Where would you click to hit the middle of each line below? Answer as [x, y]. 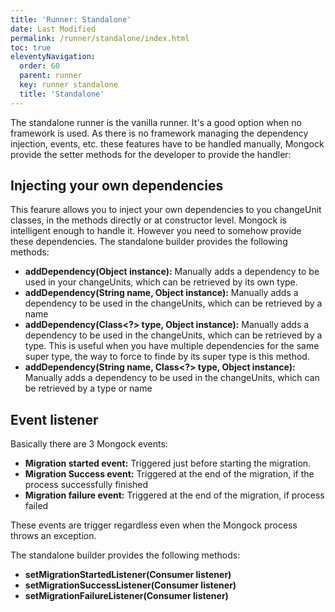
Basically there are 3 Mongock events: [89, 444]
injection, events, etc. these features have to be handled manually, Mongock [167, 143]
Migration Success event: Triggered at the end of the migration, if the [169, 474]
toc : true [31, 47]
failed [36, 506]
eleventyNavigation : [53, 57]
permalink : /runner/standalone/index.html [100, 38]
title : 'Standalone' [62, 94]
